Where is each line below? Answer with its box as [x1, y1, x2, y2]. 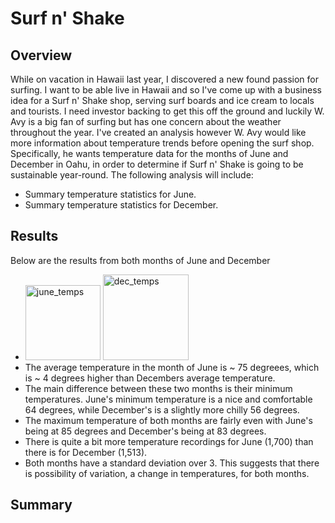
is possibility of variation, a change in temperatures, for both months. [24, 467, 310, 479]
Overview [10, 47, 73, 64]
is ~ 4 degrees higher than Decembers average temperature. [24, 372, 276, 384]
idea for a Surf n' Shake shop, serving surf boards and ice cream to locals [10, 95, 315, 106]
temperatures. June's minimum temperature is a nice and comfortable [24, 393, 313, 405]
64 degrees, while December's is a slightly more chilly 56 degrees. [24, 403, 300, 416]
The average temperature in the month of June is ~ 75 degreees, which [24, 361, 320, 373]
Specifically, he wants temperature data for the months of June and [10, 148, 289, 159]
